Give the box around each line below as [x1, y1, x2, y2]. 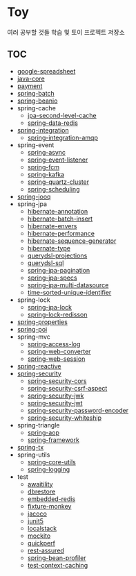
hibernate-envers [27, 221, 77, 230]
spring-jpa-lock [27, 303, 72, 311]
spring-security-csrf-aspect [27, 384, 108, 392]
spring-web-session [27, 355, 86, 363]
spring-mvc [17, 332, 50, 341]
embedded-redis [27, 494, 76, 503]
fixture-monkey [27, 502, 72, 510]
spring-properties [17, 317, 68, 326]
